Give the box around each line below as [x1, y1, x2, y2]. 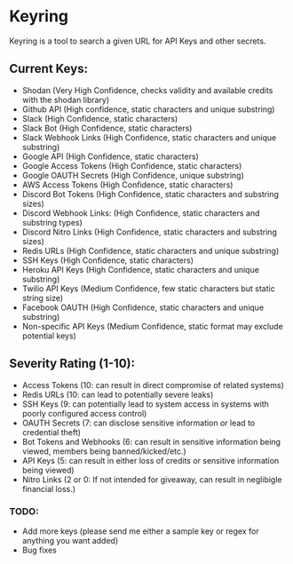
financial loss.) [21, 483, 76, 494]
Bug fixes [21, 544, 58, 555]
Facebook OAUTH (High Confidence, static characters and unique [21, 302, 265, 313]
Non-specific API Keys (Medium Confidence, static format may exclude [21, 321, 284, 331]
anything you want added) [21, 535, 119, 545]
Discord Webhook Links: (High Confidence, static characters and [21, 207, 260, 218]
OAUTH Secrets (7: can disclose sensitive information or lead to [21, 417, 256, 428]
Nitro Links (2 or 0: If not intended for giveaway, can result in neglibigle [21, 473, 282, 485]
